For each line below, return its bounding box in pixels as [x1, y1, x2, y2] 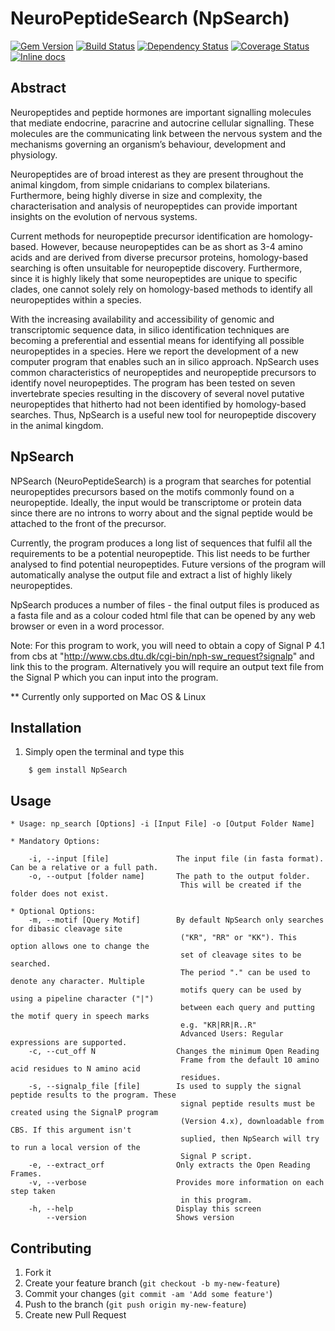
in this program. [180, 1195, 253, 1206]
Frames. [10, 1169, 43, 1179]
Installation [10, 719, 82, 736]
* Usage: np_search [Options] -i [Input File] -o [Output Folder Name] [10, 819, 315, 829]
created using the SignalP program [10, 1108, 159, 1118]
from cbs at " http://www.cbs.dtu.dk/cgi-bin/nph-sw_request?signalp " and [10, 650, 315, 662]
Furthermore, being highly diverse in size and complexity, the [10, 189, 263, 201]
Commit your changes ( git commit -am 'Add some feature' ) [24, 1288, 273, 1299]
